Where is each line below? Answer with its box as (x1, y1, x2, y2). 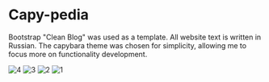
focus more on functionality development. (8, 49, 148, 59)
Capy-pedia (8, 6, 89, 24)
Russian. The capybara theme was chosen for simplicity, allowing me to (8, 40, 247, 50)
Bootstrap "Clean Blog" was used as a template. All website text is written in (8, 32, 262, 42)
